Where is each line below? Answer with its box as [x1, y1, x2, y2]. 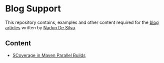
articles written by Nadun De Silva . [5, 24, 76, 30]
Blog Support [5, 3, 61, 14]
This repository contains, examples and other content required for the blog [5, 19, 159, 25]
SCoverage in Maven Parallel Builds [12, 52, 86, 58]
